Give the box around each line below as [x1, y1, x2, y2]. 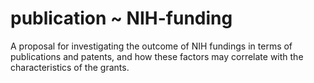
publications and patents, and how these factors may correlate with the [10, 50, 304, 62]
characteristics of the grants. [10, 61, 130, 73]
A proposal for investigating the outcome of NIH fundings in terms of [10, 40, 293, 52]
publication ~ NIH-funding [10, 7, 233, 30]
